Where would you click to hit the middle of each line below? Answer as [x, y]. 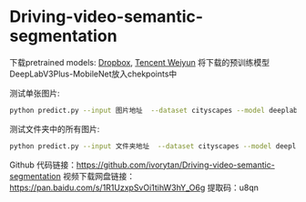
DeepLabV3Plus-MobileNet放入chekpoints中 [93, 74]
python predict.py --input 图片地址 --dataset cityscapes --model [138, 110]
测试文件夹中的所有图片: [55, 128]
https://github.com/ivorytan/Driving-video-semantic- [175, 165]
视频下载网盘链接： [98, 176]
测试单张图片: [35, 93]
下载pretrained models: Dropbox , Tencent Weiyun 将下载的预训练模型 [140, 62]
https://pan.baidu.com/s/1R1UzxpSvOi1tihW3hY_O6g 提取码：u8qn [134, 187]
